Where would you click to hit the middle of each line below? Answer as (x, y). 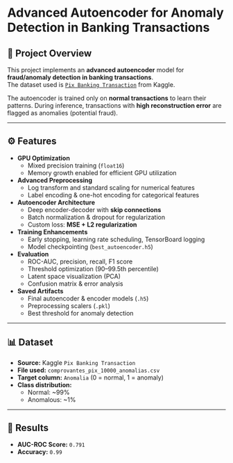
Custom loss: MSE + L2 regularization (82, 225)
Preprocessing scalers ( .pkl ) (69, 306)
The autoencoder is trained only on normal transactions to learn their (107, 98)
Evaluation (33, 254)
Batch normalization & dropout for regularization (96, 217)
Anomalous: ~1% (52, 399)
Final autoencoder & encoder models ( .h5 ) (88, 298)
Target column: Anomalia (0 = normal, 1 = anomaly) (90, 377)
